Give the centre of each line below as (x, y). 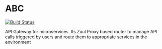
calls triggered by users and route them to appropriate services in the (76, 37)
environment (18, 42)
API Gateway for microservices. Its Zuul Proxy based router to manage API (81, 31)
